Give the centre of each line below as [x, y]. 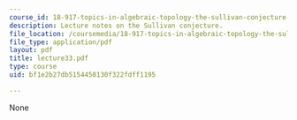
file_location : [37, 34]
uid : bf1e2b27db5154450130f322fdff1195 [83, 75]
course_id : [29, 17]
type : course [33, 67]
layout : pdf [31, 50]
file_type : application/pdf [61, 42]
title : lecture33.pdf [49, 58]
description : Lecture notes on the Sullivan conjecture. [116, 26]
